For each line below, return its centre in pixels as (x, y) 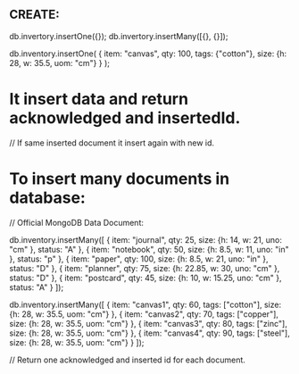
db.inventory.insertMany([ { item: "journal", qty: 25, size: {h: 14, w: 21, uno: (146, 239)
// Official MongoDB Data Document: (77, 222)
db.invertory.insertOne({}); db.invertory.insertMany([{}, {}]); (119, 36)
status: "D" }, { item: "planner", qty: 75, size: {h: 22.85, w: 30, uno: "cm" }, (145, 268)
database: (48, 198)
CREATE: (34, 15)
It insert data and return (99, 99)
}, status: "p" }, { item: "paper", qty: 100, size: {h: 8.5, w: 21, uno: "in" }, (139, 259)
